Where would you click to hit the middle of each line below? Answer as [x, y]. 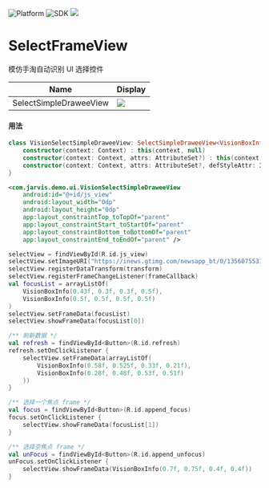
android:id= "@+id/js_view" [68, 195]
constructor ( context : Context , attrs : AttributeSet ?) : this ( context [141, 158]
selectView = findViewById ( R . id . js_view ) [78, 254]
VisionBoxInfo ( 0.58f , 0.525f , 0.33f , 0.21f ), [114, 365]
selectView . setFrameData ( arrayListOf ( [87, 358]
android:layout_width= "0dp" [69, 202]
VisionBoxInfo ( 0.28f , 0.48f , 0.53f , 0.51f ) [110, 373]
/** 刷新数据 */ [33, 336]
